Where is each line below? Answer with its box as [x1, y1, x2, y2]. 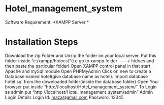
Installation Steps [5, 36, 78, 48]
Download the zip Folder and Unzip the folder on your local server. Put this [5, 52, 157, 58]
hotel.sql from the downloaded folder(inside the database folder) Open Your [5, 79, 159, 84]
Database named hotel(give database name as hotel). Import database [5, 73, 148, 79]
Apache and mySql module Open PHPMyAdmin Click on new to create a [5, 68, 151, 74]
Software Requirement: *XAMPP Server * [5, 19, 89, 25]
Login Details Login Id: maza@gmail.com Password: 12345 [5, 94, 124, 100]
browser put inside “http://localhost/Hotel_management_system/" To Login [5, 84, 157, 90]
